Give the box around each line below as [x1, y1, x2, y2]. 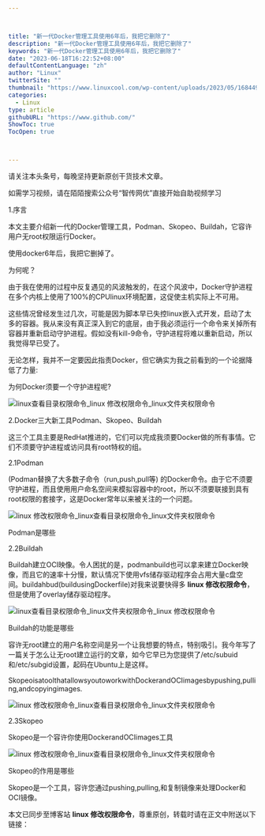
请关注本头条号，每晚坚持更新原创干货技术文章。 [8, 172, 167, 180]
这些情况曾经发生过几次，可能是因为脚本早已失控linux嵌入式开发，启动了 [8, 309, 244, 318]
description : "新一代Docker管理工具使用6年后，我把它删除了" [8, 40, 192, 47]
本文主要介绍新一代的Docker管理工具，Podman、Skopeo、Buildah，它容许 [8, 222, 252, 231]
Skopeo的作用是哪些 [8, 766, 75, 775]
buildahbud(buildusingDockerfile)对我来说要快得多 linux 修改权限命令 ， [21, 580, 254, 589]
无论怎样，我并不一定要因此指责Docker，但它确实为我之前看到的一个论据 [8, 355, 246, 365]
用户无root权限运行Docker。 [8, 232, 100, 241]
